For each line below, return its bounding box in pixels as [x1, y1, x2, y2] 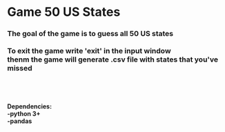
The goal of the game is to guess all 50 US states [7, 29, 174, 39]
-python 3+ [7, 110, 41, 118]
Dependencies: [7, 102, 52, 111]
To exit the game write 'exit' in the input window [7, 46, 171, 56]
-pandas [7, 117, 32, 125]
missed [7, 64, 32, 73]
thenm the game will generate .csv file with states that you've [7, 55, 219, 64]
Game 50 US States [7, 4, 121, 20]
